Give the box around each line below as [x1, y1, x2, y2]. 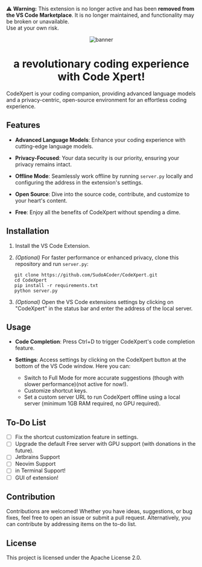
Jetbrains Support [14, 454, 60, 461]
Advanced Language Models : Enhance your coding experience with [14, 136, 186, 144]
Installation [6, 226, 49, 236]
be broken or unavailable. [6, 18, 69, 25]
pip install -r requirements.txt [14, 282, 98, 288]
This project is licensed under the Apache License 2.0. [6, 554, 142, 562]
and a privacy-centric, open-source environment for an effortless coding [6, 96, 187, 103]
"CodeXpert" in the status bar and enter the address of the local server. [14, 305, 193, 312]
